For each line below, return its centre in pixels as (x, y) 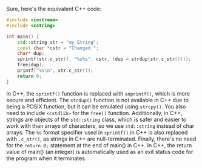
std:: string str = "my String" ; (58, 42)
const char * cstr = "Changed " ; (58, 48)
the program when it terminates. (46, 158)
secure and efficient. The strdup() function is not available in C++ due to (98, 100)
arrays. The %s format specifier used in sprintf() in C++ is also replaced (97, 132)
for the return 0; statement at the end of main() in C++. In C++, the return (99, 145)
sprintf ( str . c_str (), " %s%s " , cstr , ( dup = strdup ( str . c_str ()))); (104, 59)
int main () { (23, 37)
